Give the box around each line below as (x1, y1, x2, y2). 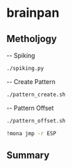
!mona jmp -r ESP (6, 129, 57, 137)
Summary (6, 149, 50, 161)
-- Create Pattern (6, 77, 56, 85)
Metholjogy (6, 33, 57, 45)
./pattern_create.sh (6, 91, 66, 98)
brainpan (6, 5, 60, 21)
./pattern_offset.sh (6, 117, 66, 124)
